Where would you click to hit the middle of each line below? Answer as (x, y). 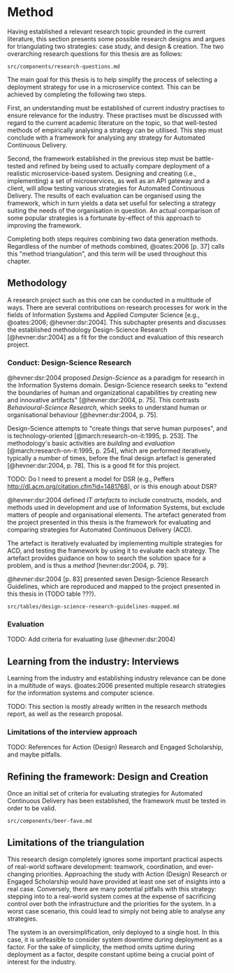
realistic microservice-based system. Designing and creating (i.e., (102, 173)
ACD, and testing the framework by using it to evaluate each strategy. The (114, 551)
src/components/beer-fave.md (50, 821)
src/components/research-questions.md (64, 66)
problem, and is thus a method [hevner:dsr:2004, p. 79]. (88, 566)
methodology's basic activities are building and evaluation (91, 444)
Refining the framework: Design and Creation (108, 776)
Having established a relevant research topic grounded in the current (107, 31)
